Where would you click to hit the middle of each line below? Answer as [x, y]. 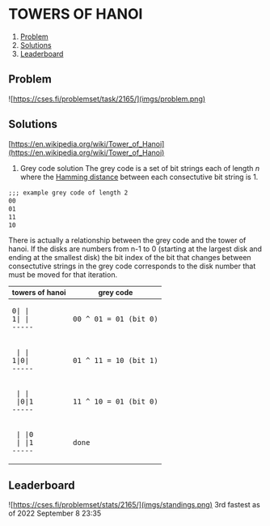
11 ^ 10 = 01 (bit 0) [116, 401]
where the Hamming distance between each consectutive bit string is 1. [139, 177]
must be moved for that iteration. [63, 274]
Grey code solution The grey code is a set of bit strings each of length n [140, 168]
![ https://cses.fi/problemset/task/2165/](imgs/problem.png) [107, 99]
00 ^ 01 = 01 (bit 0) [116, 319]
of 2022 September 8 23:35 [55, 513]
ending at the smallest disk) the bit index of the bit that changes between [130, 257]
